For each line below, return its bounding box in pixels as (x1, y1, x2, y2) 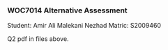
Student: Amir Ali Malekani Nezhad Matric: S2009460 (7, 22, 162, 30)
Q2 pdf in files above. (7, 35, 69, 43)
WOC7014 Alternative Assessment (7, 6, 128, 15)
